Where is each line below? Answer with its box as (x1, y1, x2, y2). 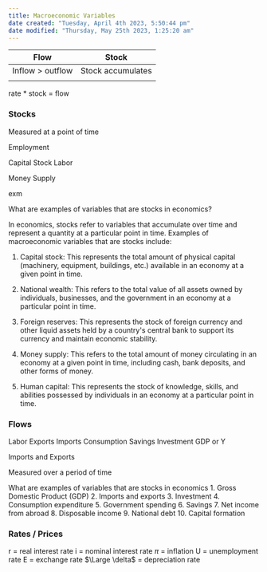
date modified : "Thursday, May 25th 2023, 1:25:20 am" (8, 26, 194, 34)
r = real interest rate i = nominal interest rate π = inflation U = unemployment (8, 546, 259, 556)
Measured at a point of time (8, 127, 100, 136)
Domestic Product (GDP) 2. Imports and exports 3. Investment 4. (8, 491, 221, 501)
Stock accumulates (80, 65, 153, 77)
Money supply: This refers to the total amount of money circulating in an (19, 349, 257, 359)
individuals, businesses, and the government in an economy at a (19, 293, 231, 302)
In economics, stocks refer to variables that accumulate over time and (8, 219, 238, 229)
